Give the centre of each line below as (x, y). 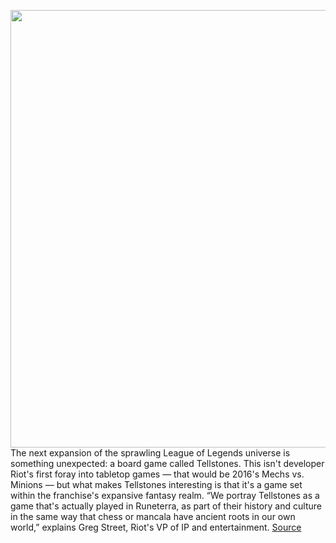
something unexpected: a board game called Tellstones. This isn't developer (167, 463)
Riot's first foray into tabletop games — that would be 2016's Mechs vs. (157, 474)
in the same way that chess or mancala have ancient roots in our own (153, 516)
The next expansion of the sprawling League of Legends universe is (150, 453)
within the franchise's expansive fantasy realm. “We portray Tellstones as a (165, 495)
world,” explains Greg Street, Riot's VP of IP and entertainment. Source (156, 527)
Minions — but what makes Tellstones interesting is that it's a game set (156, 484)
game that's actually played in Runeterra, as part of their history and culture (166, 506)
